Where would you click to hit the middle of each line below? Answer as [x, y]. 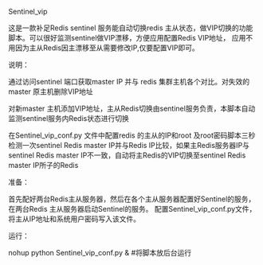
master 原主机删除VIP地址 [51, 92]
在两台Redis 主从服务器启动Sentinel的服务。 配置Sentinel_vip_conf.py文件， [132, 209]
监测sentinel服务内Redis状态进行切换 [69, 118]
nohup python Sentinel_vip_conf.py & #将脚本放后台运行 [100, 253]
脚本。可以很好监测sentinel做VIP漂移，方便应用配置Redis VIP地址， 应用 [127, 38]
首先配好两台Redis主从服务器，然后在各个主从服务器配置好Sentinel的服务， [132, 199]
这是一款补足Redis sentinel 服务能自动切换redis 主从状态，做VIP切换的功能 [131, 28]
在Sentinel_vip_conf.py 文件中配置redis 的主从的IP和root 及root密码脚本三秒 [132, 135]
